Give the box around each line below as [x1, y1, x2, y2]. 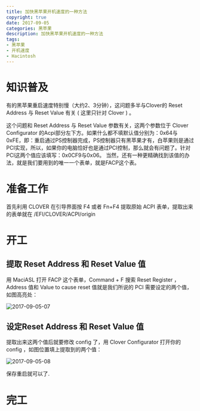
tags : [6, 36, 20, 42]
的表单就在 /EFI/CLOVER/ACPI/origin [6, 210, 96, 218]
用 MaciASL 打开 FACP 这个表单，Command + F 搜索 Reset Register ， [6, 276, 180, 283]
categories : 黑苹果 [6, 25, 52, 32]
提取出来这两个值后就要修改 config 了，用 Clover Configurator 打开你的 [6, 338, 181, 346]
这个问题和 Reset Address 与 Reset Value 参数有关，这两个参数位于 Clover [6, 122, 189, 129]
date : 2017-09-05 [6, 20, 50, 26]
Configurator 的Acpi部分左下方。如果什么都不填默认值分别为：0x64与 [6, 129, 178, 136]
